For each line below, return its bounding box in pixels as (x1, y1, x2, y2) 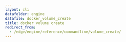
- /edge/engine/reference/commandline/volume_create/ (9, 29, 121, 34)
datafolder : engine (5, 12, 45, 16)
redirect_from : (5, 25, 36, 30)
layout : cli (5, 7, 29, 12)
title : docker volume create (5, 20, 64, 26)
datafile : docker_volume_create (5, 16, 71, 21)
